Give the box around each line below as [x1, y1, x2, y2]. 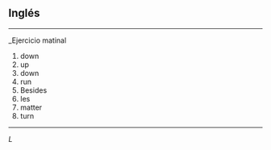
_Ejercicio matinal [8, 35, 67, 45]
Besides [19, 85, 48, 95]
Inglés [8, 6, 40, 20]
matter [19, 102, 43, 112]
